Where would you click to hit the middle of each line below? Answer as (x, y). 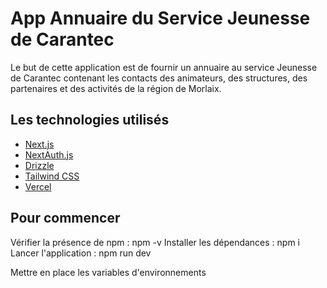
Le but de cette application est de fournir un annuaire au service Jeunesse (164, 67)
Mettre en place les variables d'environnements (108, 272)
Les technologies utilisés (90, 120)
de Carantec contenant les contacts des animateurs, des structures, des (159, 78)
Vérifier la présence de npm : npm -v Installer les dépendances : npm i (155, 242)
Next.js (39, 144)
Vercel (38, 186)
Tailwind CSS (52, 176)
